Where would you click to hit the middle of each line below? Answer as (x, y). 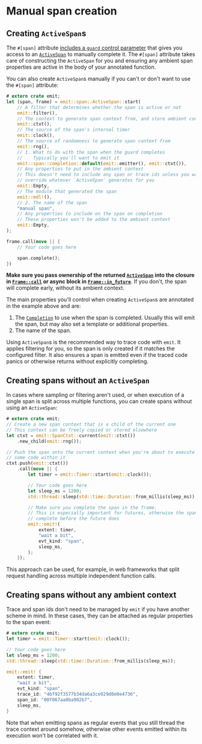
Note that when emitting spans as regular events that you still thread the (96, 722)
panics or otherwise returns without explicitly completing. (78, 361)
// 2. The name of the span (52, 203)
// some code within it (36, 458)
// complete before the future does (74, 519)
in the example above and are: (44, 306)
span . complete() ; (39, 258)
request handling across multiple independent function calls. (81, 576)
